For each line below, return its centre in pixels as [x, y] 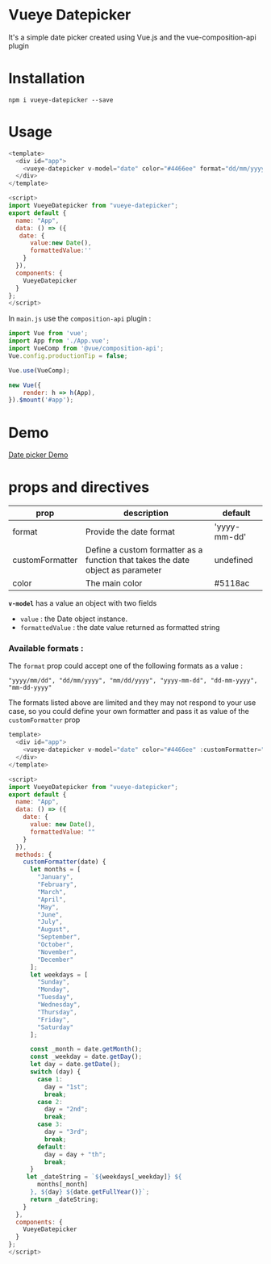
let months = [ [55, 870]
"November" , [58, 952]
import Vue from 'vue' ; [48, 334]
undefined [233, 561]
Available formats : [46, 649]
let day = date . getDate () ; [75, 1065]
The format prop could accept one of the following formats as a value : [126, 666]
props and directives [79, 487]
